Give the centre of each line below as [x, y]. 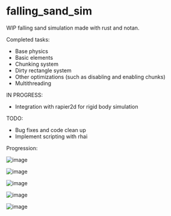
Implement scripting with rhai [51, 136]
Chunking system [37, 64]
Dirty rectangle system [43, 70]
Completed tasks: [28, 39]
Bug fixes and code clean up [50, 130]
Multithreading [33, 83]
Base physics [31, 51]
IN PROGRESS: [25, 95]
